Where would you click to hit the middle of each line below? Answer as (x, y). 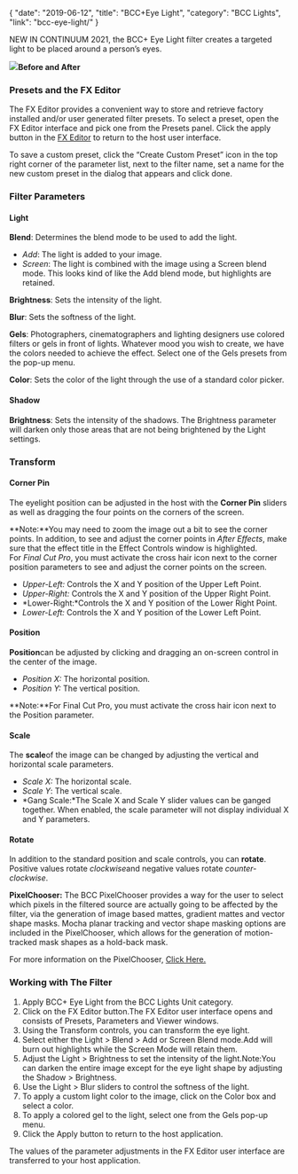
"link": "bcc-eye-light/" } (54, 22)
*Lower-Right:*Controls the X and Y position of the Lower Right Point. (149, 603)
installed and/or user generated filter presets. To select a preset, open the (144, 119)
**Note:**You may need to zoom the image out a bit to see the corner (138, 529)
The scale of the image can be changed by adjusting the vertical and (134, 755)
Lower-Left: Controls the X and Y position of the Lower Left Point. (141, 612)
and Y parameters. (56, 819)
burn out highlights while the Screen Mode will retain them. (129, 1049)
